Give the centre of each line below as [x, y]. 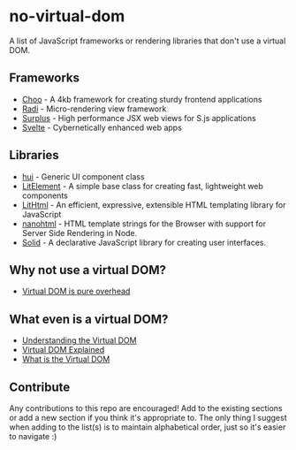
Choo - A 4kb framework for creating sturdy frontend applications [142, 99]
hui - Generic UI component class [83, 176]
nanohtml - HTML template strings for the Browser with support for [144, 224]
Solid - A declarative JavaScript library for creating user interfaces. [144, 242]
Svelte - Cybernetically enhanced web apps [102, 127]
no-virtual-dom [67, 16]
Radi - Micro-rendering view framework [94, 109]
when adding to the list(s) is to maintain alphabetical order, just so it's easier [148, 427]
